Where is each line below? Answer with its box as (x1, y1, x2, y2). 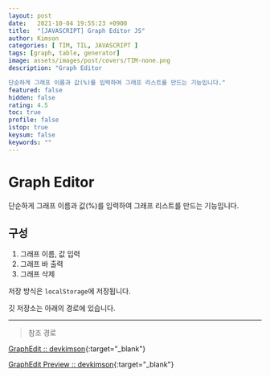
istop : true (8, 124, 48, 132)
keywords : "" (8, 138, 52, 146)
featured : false (8, 86, 63, 94)
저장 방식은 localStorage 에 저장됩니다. (8, 286, 131, 296)
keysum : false (8, 131, 56, 139)
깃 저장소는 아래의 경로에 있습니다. (8, 303, 116, 313)
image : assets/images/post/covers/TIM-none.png (8, 57, 171, 65)
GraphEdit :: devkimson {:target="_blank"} (8, 344, 146, 354)
